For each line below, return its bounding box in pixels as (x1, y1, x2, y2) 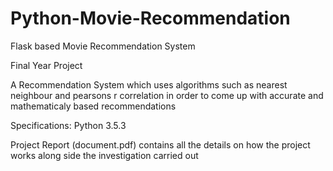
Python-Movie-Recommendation (10, 7, 291, 30)
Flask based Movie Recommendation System (10, 40, 196, 52)
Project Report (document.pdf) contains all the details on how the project (10, 138, 311, 151)
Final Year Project (10, 59, 83, 71)
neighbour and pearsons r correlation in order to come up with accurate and (10, 89, 324, 101)
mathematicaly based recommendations (10, 100, 177, 112)
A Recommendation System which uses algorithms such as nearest (10, 78, 288, 91)
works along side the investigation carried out (10, 149, 199, 161)
